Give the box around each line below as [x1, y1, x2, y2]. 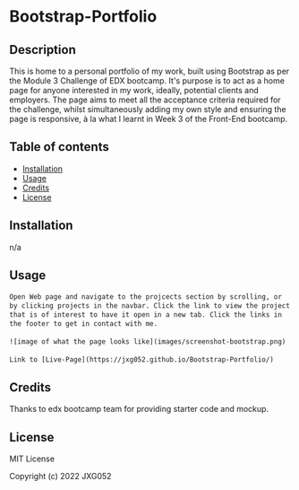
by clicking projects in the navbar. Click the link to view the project [9, 302, 291, 311]
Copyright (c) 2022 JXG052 [9, 471, 112, 482]
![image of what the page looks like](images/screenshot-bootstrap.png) [9, 337, 286, 346]
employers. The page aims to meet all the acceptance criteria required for [9, 94, 281, 105]
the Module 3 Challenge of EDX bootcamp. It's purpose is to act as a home [9, 75, 285, 86]
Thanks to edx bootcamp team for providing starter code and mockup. [9, 404, 269, 415]
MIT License [9, 453, 56, 464]
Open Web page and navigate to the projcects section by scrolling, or [9, 293, 282, 302]
